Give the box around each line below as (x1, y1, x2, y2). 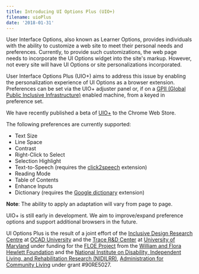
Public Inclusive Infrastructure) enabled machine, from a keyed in (6, 91, 165, 98)
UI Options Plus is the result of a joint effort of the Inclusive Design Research (6, 230, 193, 237)
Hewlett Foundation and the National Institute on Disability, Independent (6, 248, 182, 256)
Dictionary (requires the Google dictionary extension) (14, 189, 145, 196)
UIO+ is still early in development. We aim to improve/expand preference (6, 212, 184, 219)
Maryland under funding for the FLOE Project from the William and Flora (6, 243, 182, 250)
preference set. (6, 98, 44, 105)
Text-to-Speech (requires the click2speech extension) (14, 164, 147, 171)
